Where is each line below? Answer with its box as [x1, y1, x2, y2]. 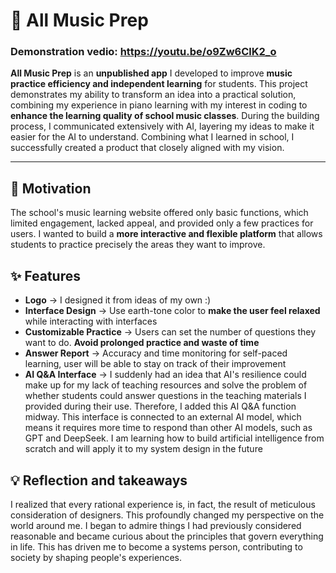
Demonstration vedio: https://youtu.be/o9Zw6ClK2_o [10, 45, 277, 59]
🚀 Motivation [10, 180, 92, 197]
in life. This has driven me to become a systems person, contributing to [10, 540, 303, 553]
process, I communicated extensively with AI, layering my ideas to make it [10, 120, 315, 133]
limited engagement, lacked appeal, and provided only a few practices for [10, 217, 314, 229]
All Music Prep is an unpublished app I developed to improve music [10, 67, 293, 79]
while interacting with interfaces [24, 315, 158, 328]
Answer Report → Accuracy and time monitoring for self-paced [24, 347, 288, 359]
